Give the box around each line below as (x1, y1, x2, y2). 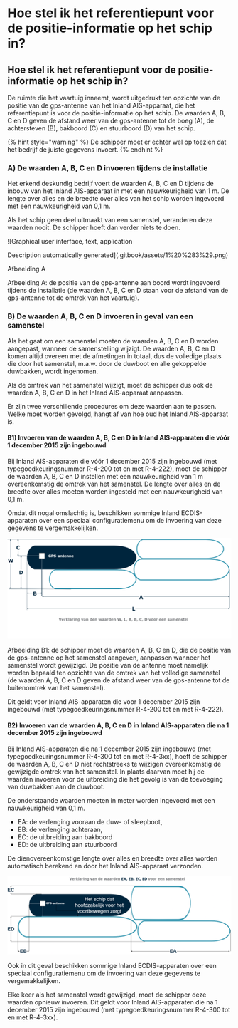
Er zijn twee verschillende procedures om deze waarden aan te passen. (7, 402, 217, 410)
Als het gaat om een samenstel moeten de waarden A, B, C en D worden (7, 336, 219, 345)
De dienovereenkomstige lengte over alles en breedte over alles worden (7, 853, 218, 863)
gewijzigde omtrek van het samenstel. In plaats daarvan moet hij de (7, 767, 205, 776)
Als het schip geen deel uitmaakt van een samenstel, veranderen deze (7, 216, 213, 224)
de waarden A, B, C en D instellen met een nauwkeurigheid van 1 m (7, 472, 204, 480)
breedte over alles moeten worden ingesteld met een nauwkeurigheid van (7, 487, 223, 496)
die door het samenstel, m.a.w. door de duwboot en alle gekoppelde (7, 359, 207, 368)
